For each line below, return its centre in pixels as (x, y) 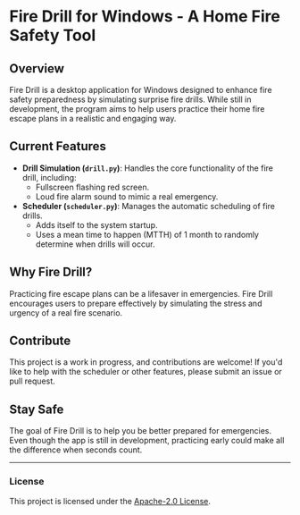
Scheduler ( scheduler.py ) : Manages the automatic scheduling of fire (148, 206)
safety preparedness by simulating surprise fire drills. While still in (130, 99)
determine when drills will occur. (95, 244)
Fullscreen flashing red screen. (92, 187)
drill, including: (50, 177)
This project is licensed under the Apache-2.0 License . (110, 501)
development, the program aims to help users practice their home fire (137, 109)
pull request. (32, 381)
